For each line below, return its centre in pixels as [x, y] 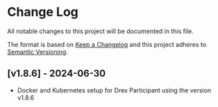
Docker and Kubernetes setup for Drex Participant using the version [114, 90]
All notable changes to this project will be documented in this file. [101, 31]
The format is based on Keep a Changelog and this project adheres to [107, 44]
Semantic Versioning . [37, 52]
